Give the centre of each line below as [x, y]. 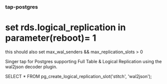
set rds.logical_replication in [65, 28]
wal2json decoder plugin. [31, 67]
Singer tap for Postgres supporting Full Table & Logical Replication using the [83, 61]
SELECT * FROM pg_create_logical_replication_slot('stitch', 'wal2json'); [78, 76]
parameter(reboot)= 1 [51, 38]
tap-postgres [22, 7]
